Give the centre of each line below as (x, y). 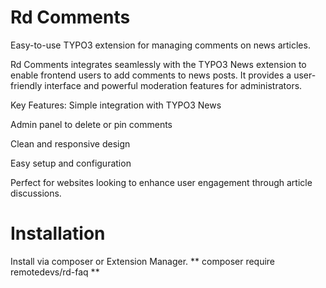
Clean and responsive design (70, 143)
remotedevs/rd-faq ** (55, 272)
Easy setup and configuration (71, 163)
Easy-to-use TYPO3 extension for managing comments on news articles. (160, 45)
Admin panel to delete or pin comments (91, 124)
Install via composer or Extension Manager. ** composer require (143, 261)
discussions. (36, 193)
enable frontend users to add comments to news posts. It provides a (151, 75)
